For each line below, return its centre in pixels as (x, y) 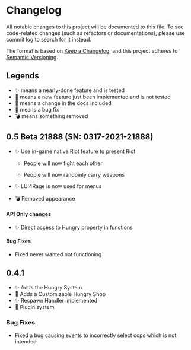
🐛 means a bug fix (37, 109)
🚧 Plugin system (34, 307)
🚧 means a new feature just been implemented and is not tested (93, 97)
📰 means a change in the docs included (63, 103)
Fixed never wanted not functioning (58, 254)
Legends (23, 76)
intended (26, 342)
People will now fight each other (63, 163)
